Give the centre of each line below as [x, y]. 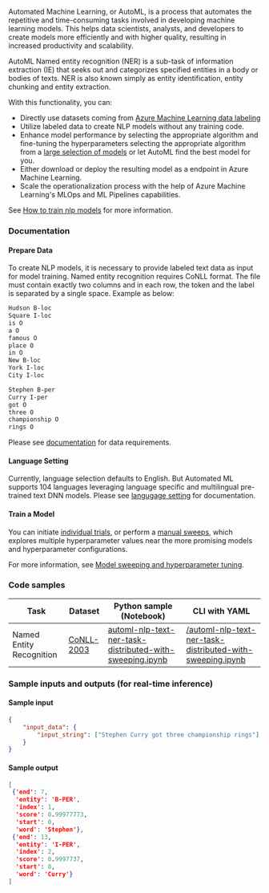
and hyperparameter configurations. [68, 549]
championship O [34, 420]
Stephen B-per [32, 390]
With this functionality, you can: [60, 102]
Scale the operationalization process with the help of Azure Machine [132, 186]
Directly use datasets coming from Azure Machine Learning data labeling [140, 118]
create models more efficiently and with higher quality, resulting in [117, 37]
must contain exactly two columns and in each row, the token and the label [131, 285]
